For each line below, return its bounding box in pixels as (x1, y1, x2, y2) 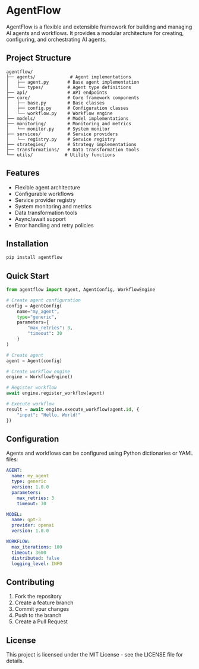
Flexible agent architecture (14, 183, 81, 191)
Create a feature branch (14, 599, 74, 606)
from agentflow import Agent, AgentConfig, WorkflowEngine (6, 287, 156, 293)
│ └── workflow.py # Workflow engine (6, 110, 113, 116)
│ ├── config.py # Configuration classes (6, 105, 129, 111)
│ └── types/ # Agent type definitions (6, 84, 132, 90)
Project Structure (6, 53, 71, 63)
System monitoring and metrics (14, 202, 92, 210)
